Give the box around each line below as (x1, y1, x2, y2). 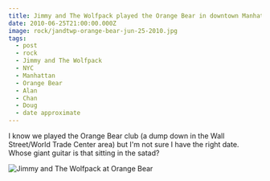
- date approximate (15, 109, 81, 117)
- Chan (15, 94, 38, 102)
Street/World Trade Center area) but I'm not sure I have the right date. (8, 140, 239, 149)
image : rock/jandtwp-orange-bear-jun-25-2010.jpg (8, 27, 178, 35)
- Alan (15, 86, 38, 95)
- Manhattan (15, 72, 56, 80)
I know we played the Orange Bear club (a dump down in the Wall (8, 131, 225, 141)
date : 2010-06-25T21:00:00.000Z (8, 19, 117, 27)
